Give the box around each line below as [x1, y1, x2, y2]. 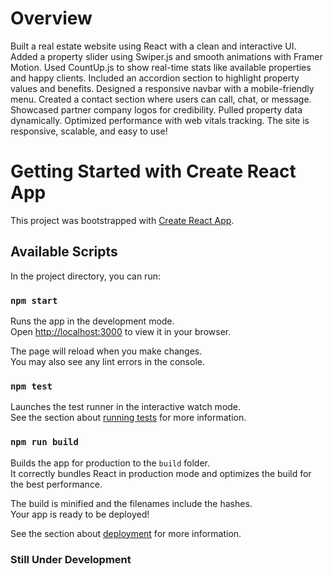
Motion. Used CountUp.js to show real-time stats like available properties [10, 61, 312, 73]
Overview [10, 7, 93, 30]
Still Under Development [10, 552, 132, 566]
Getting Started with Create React [10, 160, 297, 183]
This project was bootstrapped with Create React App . [10, 214, 235, 226]
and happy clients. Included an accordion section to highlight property [10, 72, 300, 84]
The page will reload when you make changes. [10, 345, 203, 357]
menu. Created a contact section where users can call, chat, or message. [10, 93, 312, 105]
